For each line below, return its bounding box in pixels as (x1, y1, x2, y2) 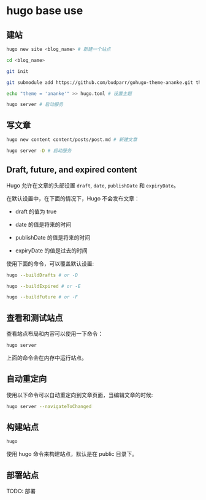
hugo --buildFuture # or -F (6, 294, 78, 300)
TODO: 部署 (6, 488, 36, 495)
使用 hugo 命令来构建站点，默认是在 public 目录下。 (6, 450, 138, 458)
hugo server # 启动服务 (6, 102, 63, 108)
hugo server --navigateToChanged (6, 403, 92, 409)
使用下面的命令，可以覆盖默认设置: (6, 260, 94, 267)
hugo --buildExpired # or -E (6, 283, 81, 289)
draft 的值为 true (15, 208, 57, 215)
